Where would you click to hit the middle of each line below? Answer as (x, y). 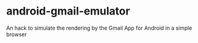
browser (17, 34)
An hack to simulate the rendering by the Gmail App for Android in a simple (99, 28)
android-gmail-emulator (68, 11)
